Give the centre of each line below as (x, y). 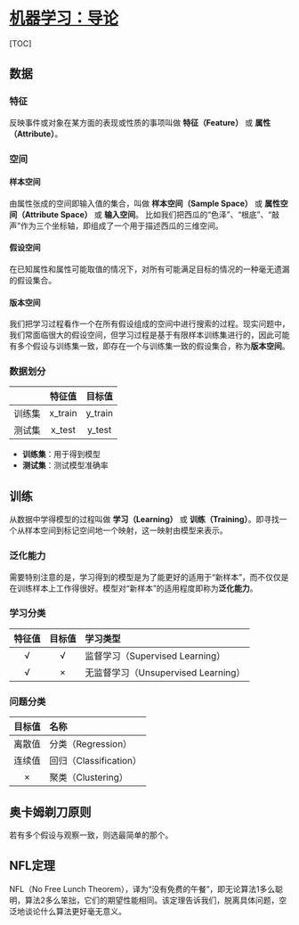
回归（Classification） (96, 761)
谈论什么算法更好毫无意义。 (75, 911)
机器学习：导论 (64, 18)
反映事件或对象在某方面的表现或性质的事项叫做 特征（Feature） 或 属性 (140, 122)
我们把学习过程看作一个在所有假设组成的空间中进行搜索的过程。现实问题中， (149, 324)
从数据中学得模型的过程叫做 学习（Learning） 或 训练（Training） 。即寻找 (145, 520)
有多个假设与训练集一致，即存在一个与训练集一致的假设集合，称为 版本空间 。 (149, 346)
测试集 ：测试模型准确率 (65, 465)
